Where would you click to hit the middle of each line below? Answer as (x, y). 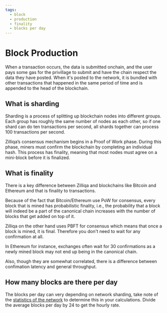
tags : (11, 10)
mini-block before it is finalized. (38, 157)
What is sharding (32, 104)
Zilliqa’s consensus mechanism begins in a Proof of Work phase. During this (83, 141)
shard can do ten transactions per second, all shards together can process (82, 126)
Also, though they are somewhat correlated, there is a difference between (81, 261)
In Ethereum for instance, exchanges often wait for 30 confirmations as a (80, 246)
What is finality (29, 173)
